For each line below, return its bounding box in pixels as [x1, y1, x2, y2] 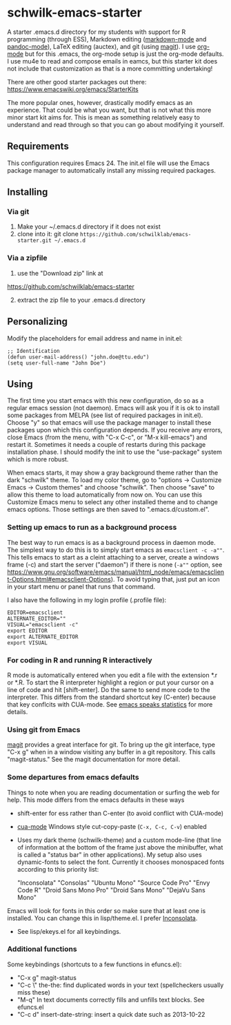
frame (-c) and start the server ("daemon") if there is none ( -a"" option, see [7, 560, 223, 568]
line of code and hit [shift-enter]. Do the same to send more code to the [7, 685, 210, 693]
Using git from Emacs [7, 725, 81, 734]
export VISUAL [7, 639, 48, 646]
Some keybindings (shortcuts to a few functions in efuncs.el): [7, 960, 182, 968]
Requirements [7, 140, 69, 153]
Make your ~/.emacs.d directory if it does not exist [17, 222, 161, 231]
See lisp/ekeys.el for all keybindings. [17, 927, 121, 935]
